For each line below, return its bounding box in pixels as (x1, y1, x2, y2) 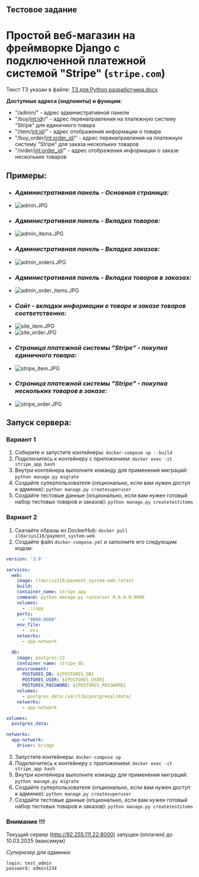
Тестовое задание (6, 5, 77, 15)
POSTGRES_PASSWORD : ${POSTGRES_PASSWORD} (21, 683, 127, 689)
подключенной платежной (6, 53, 146, 67)
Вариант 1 (6, 436, 36, 444)
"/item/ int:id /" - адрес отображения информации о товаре (14, 128, 162, 135)
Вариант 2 (6, 513, 37, 522)
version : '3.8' (6, 556, 44, 562)
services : (6, 567, 31, 573)
